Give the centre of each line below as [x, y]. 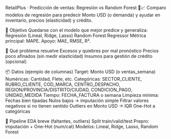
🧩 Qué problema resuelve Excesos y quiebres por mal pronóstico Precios [82, 51]
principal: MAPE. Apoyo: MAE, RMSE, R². [48, 41]
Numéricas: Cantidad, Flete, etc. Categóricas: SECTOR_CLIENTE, [74, 79]
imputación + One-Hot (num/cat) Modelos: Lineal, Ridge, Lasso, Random [82, 127]
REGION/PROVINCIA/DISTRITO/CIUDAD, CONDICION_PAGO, [69, 90]
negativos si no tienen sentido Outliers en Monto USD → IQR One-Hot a [80, 106]
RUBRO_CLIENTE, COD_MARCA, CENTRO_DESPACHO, [63, 84]
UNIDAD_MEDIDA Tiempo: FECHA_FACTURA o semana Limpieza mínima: [82, 95]
